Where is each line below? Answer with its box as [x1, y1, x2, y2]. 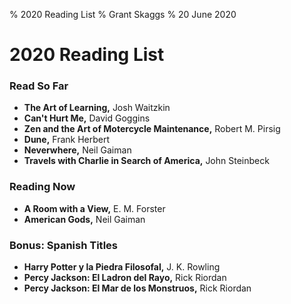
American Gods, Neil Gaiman [23, 213, 146, 225]
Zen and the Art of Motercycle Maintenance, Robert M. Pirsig [23, 123, 281, 135]
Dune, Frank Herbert [23, 134, 111, 146]
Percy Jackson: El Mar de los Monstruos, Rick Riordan [23, 282, 252, 294]
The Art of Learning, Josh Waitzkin [23, 102, 171, 114]
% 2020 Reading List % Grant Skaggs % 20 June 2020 [9, 9, 237, 20]
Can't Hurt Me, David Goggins [23, 112, 151, 124]
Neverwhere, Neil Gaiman [23, 144, 132, 156]
